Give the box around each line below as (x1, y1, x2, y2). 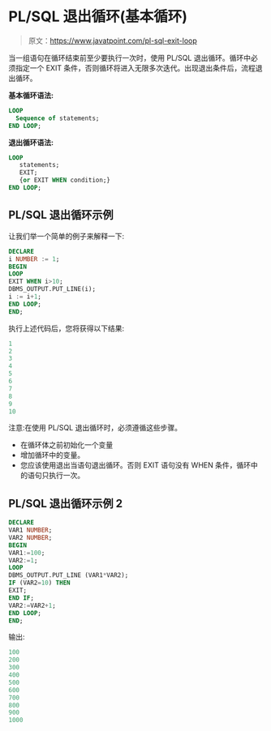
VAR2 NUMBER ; (8, 533, 53, 541)
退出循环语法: (8, 137, 54, 147)
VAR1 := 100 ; (8, 549, 45, 557)
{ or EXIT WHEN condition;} (19, 176, 111, 185)
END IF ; (8, 593, 35, 602)
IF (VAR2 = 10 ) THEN (8, 579, 71, 588)
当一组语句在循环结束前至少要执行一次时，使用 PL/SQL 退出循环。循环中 (8, 53, 252, 62)
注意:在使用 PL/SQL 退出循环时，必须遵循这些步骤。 (8, 423, 183, 433)
